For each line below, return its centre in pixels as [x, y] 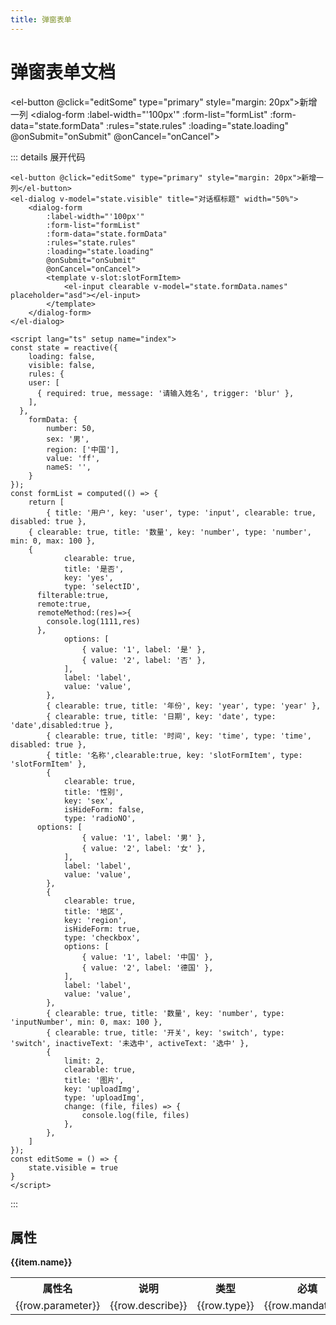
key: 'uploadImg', [102, 1089]
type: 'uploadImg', [104, 1097]
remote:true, [64, 604]
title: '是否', [94, 569]
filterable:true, [73, 595]
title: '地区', [94, 911]
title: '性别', [94, 792]
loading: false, [62, 356]
